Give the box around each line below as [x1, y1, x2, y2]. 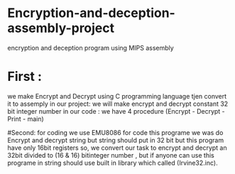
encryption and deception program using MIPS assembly [7, 43, 174, 52]
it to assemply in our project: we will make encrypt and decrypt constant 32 [7, 99, 229, 108]
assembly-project [7, 20, 115, 36]
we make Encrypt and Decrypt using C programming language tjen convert [7, 92, 227, 100]
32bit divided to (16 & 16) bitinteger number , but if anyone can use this [7, 151, 214, 159]
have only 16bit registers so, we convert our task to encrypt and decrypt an [7, 143, 227, 152]
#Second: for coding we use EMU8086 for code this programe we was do [7, 128, 224, 136]
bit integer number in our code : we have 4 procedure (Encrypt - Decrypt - [7, 107, 225, 115]
